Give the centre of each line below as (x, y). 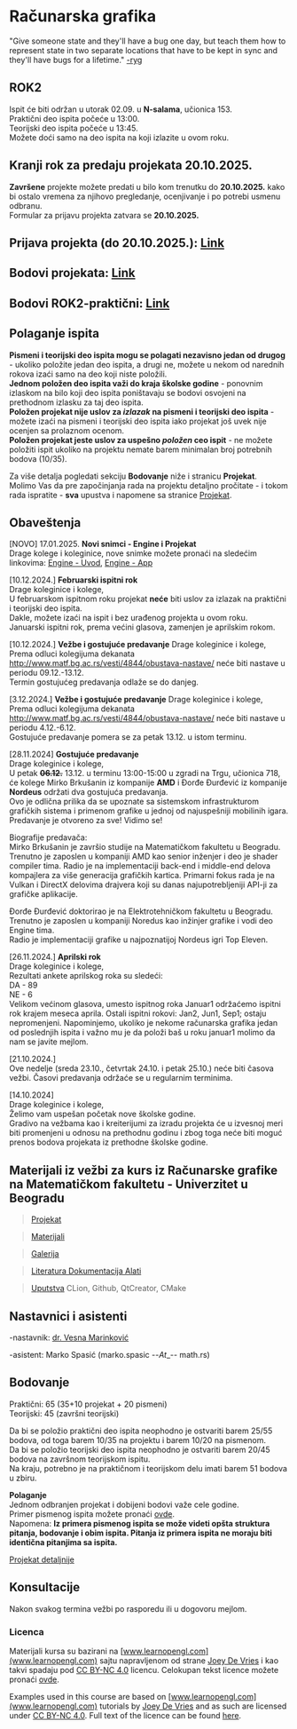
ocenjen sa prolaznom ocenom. (67, 430)
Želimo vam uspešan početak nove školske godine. (103, 1114)
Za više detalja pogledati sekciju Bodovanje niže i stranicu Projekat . (133, 476)
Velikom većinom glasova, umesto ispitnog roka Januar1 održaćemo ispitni (145, 1004)
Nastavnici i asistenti (68, 1316)
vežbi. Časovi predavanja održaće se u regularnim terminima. (121, 1078)
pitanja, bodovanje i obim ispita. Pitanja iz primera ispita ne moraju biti (141, 1533)
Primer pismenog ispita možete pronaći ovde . (92, 1514)
